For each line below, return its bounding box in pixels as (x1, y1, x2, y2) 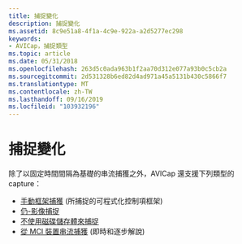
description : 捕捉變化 (8, 20, 80, 28)
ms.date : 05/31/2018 (8, 58, 79, 66)
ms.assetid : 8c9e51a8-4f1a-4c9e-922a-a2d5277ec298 (8, 27, 184, 35)
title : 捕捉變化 (8, 11, 58, 20)
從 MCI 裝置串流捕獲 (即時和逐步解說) (19, 227, 145, 237)
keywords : (8, 34, 42, 43)
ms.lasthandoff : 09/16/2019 (8, 95, 104, 103)
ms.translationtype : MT (8, 80, 89, 88)
